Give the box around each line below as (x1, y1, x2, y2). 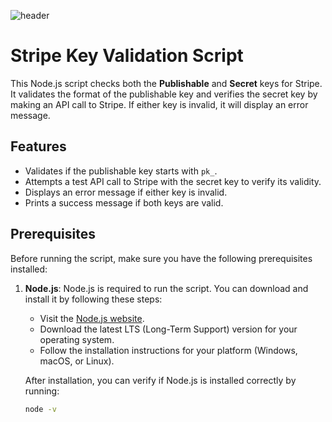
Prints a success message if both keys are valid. (24, 196, 224, 209)
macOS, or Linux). (39, 355, 115, 367)
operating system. (39, 333, 115, 345)
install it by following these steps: (24, 293, 163, 305)
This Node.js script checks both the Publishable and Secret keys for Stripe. (10, 77, 323, 89)
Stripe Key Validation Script (10, 45, 244, 67)
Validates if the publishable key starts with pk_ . (24, 165, 218, 177)
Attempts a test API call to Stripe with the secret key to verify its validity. (24, 175, 322, 187)
